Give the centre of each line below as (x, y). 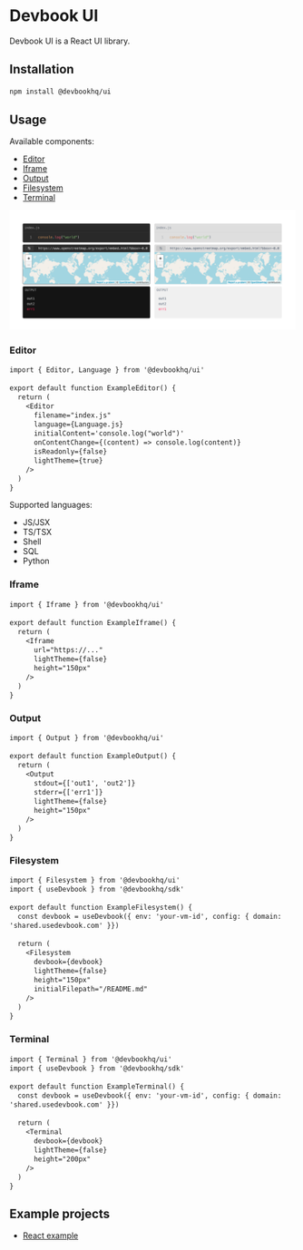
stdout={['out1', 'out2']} (84, 783)
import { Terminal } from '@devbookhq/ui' (91, 1059)
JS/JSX (36, 522)
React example (50, 1235)
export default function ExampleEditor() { (93, 388)
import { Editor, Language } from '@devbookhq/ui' (107, 370)
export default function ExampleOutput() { (93, 756)
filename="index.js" (72, 415)
